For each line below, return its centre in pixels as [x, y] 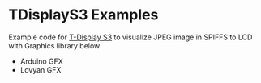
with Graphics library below [54, 45]
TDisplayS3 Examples [83, 15]
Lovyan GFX [41, 69]
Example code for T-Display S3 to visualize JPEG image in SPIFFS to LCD [130, 37]
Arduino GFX [41, 61]
